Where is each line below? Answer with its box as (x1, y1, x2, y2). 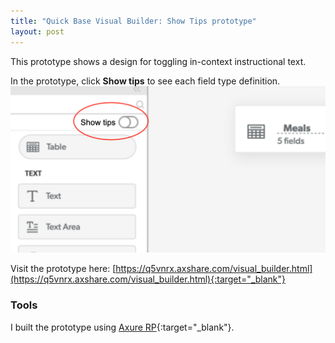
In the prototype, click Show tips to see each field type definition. (10, 75, 281, 87)
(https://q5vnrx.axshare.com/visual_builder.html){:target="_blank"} (10, 273, 287, 285)
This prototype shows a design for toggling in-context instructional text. (10, 55, 307, 67)
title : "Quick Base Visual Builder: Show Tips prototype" (10, 16, 257, 26)
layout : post (10, 26, 65, 37)
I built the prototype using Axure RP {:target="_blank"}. (10, 321, 235, 333)
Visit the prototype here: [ (10, 263, 117, 275)
